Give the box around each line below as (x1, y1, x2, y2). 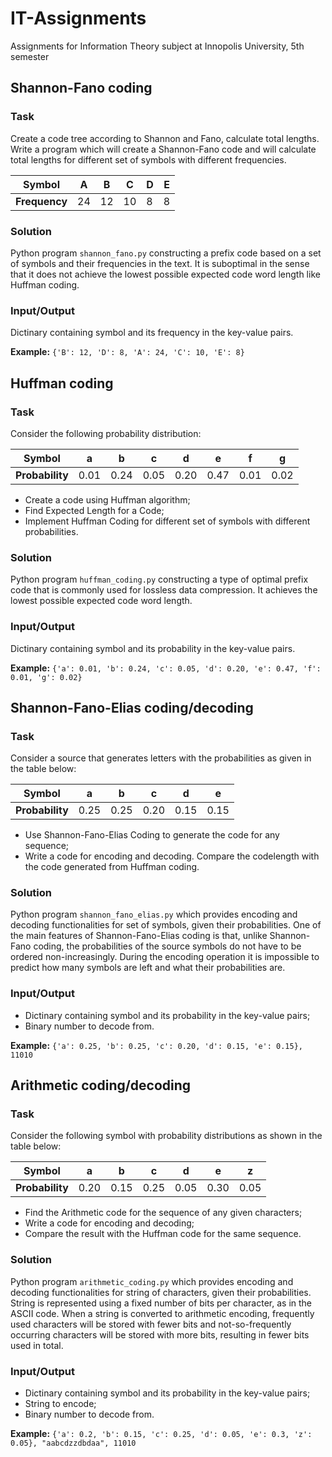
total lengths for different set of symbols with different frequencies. (10, 153, 287, 166)
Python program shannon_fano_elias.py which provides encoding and (10, 908, 298, 921)
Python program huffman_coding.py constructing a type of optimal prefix (10, 573, 309, 586)
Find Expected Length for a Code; (24, 504, 165, 516)
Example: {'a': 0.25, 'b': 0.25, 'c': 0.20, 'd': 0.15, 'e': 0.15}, (10, 1039, 303, 1051)
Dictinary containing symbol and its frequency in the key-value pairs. (10, 327, 294, 339)
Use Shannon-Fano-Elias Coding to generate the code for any (24, 829, 280, 841)
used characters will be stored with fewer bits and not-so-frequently (10, 1318, 292, 1330)
